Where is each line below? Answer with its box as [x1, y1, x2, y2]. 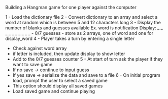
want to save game [12, 62, 53, 67]
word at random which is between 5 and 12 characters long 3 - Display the [5, 20, 161, 25]
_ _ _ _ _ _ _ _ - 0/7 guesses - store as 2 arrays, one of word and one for [5, 30, 154, 36]
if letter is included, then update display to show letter [12, 51, 125, 57]
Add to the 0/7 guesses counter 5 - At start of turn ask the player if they [12, 56, 163, 62]
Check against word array [12, 45, 67, 51]
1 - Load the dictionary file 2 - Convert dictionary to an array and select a [5, 14, 158, 20]
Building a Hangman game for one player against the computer [5, 5, 137, 10]
